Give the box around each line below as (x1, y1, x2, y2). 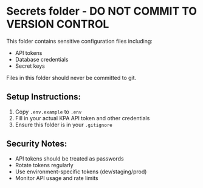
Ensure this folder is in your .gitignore (15, 121, 112, 128)
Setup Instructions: (6, 92, 81, 102)
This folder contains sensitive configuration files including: (6, 37, 153, 45)
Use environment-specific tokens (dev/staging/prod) (15, 168, 147, 175)
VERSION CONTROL (6, 17, 109, 31)
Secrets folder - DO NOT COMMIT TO (6, 4, 198, 18)
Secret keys (15, 62, 46, 70)
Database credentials (15, 56, 69, 63)
